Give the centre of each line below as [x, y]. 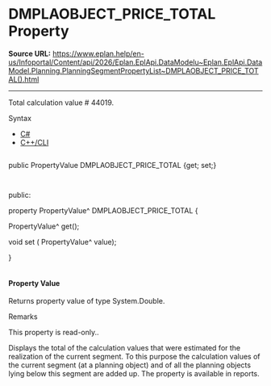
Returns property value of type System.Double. [87, 301]
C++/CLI [34, 142]
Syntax [20, 118]
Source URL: [29, 53]
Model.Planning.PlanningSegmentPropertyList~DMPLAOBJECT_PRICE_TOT [134, 70]
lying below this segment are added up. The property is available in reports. [134, 374]
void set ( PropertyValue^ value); [63, 241]
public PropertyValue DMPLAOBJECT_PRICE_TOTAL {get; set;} [113, 165]
